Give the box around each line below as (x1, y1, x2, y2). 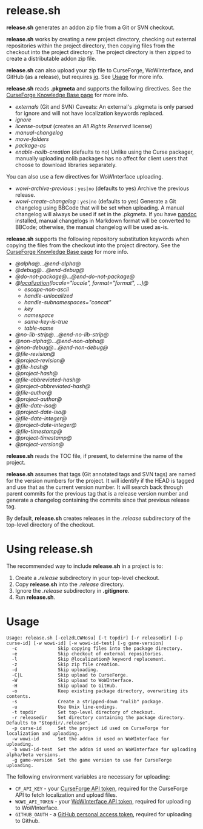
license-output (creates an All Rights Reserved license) (15, 122, 153, 129)
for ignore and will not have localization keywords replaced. (15, 109, 164, 117)
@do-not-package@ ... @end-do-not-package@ (15, 273, 135, 280)
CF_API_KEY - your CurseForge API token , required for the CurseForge (15, 785, 188, 792)
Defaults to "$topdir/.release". (6, 720, 91, 726)
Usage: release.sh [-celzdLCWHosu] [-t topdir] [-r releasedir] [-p (6, 635, 183, 641)
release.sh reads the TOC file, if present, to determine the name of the (6, 452, 183, 459)
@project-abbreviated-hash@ (15, 382, 91, 389)
